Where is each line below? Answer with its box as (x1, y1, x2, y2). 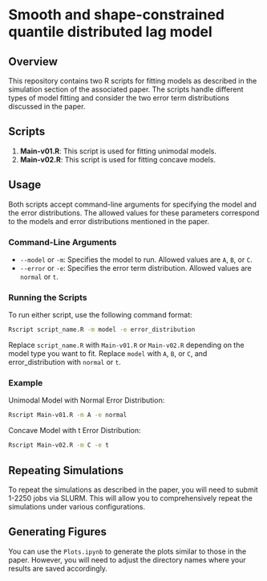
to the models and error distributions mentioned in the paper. (8, 216, 210, 226)
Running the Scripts (8, 292, 87, 303)
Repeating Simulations (8, 464, 124, 477)
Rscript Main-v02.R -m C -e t (8, 441, 110, 449)
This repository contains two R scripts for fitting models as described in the (8, 76, 257, 85)
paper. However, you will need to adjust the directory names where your (8, 554, 246, 564)
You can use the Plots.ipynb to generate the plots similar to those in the (8, 546, 247, 556)
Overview (8, 55, 59, 68)
